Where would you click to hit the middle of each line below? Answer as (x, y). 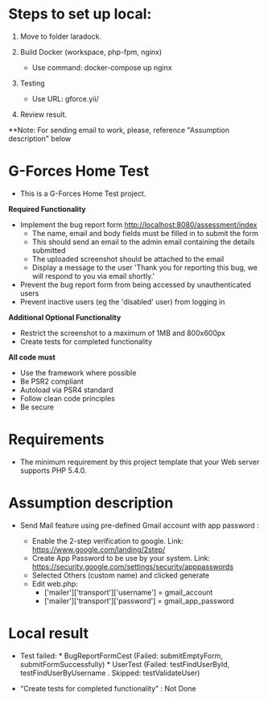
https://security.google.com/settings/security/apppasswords (133, 566)
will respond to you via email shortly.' (93, 276)
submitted (49, 250)
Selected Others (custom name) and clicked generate (121, 575)
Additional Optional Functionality (65, 317)
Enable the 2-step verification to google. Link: (107, 541)
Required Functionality (47, 209)
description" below (40, 139)
